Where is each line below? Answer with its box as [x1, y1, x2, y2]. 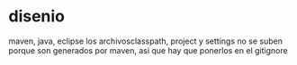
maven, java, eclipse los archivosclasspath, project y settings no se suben [8, 36, 283, 46]
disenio [8, 6, 65, 27]
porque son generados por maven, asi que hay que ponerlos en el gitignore [8, 45, 289, 55]
